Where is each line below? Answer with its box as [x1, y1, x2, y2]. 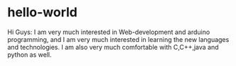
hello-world [7, 4, 78, 21]
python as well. [7, 50, 52, 59]
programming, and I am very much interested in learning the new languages [7, 35, 230, 43]
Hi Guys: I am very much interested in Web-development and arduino [7, 28, 210, 36]
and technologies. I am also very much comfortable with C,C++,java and [7, 43, 219, 51]
